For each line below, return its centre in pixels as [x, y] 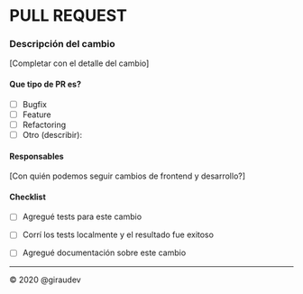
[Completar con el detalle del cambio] [79, 63]
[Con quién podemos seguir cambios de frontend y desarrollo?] [128, 176]
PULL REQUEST [69, 16]
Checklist [28, 197]
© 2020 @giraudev [45, 280]
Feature [37, 115]
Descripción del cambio [62, 44]
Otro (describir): [52, 134]
